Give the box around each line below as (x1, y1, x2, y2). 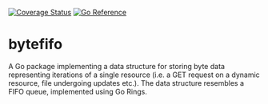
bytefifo (8, 36, 62, 53)
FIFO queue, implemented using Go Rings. (8, 87, 148, 96)
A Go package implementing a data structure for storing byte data (8, 61, 226, 71)
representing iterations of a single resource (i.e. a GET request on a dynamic (8, 70, 260, 79)
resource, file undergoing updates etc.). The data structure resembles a (8, 78, 245, 87)
